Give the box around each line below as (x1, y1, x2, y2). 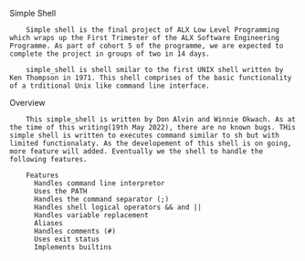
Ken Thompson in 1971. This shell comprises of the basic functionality (9, 73, 292, 82)
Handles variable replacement (33, 211, 149, 220)
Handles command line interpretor (33, 179, 166, 188)
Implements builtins (33, 243, 112, 252)
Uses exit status (33, 235, 100, 244)
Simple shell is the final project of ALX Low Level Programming (26, 26, 280, 35)
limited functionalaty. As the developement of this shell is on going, (9, 139, 292, 148)
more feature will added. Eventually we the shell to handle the (9, 147, 263, 156)
